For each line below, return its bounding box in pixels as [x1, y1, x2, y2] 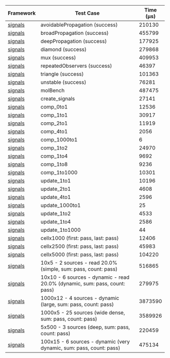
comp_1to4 [40, 152, 68, 160]
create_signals [40, 95, 75, 102]
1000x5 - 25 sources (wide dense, [40, 309, 125, 316]
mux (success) [40, 54, 76, 61]
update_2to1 [40, 185, 71, 192]
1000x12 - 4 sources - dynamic [40, 295, 119, 301]
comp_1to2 [40, 144, 68, 151]
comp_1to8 [40, 161, 68, 168]
